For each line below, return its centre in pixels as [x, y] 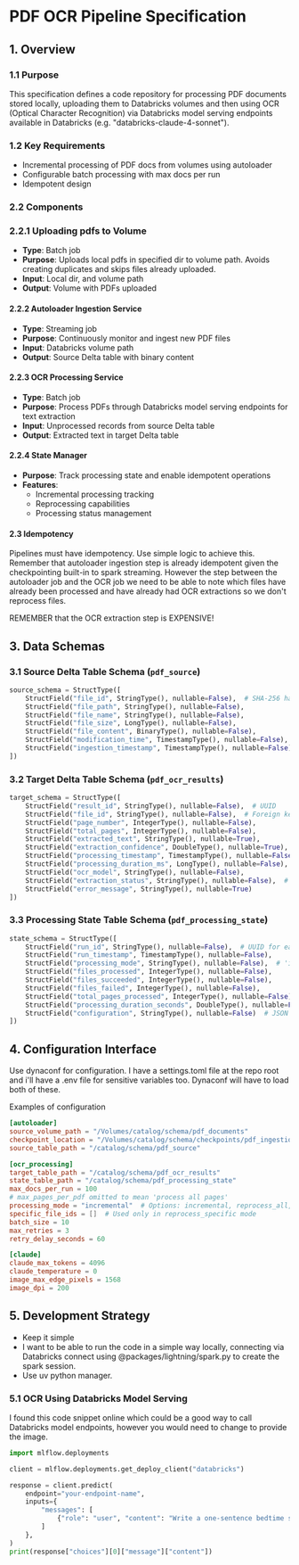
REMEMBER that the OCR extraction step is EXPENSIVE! [112, 618]
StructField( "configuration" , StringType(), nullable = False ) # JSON [157, 1013]
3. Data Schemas [57, 646]
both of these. [35, 1090]
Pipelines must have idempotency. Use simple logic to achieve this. [132, 554]
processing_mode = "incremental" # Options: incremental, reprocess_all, [151, 1206]
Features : [40, 485]
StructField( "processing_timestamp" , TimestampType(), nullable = [149, 856]
